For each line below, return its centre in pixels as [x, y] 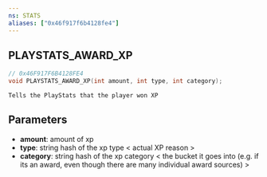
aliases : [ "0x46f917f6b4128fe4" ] [64, 23]
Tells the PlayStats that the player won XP [83, 96]
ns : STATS [25, 16]
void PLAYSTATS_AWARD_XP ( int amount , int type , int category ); [116, 81]
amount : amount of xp [57, 139]
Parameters [38, 120]
